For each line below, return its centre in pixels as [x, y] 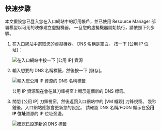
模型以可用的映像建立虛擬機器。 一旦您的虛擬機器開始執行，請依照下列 [80, 27]
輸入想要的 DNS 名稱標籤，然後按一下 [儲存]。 [58, 70]
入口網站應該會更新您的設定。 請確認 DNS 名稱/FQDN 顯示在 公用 [89, 107]
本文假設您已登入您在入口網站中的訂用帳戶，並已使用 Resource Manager [78, 21]
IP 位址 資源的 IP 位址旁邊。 [39, 114]
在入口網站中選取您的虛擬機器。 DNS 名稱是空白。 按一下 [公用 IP [77, 44]
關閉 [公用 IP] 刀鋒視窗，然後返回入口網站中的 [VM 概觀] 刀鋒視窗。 [79, 101]
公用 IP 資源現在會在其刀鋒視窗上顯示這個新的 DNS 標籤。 [70, 91]
